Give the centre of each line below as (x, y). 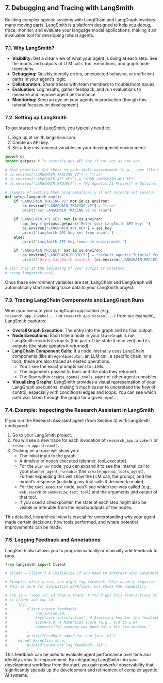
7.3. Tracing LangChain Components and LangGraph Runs (74, 300)
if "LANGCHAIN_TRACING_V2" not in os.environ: (62, 201)
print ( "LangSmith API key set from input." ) (68, 233)
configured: (16, 426)
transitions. (23, 69)
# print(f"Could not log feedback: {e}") (56, 645)
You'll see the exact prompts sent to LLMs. (62, 366)
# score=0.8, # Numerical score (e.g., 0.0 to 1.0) (71, 622)
